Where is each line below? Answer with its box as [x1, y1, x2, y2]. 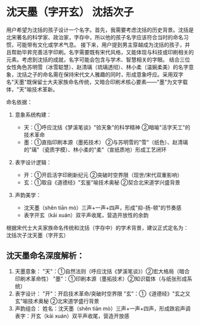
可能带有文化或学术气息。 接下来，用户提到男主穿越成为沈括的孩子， [16, 41, 185, 48]
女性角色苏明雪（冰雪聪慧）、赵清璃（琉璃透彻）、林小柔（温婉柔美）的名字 [6, 63, 189, 70]
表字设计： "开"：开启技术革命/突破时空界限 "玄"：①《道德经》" [14, 290, 175, 297]
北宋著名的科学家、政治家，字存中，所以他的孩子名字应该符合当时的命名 [6, 33, 183, 40]
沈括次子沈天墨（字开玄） [6, 232, 69, 239]
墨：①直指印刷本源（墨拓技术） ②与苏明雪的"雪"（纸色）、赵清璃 [23, 138, 189, 146]
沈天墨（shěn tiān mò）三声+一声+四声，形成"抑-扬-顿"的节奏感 [23, 204, 182, 211]
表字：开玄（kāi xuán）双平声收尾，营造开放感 [14, 312, 130, 319]
